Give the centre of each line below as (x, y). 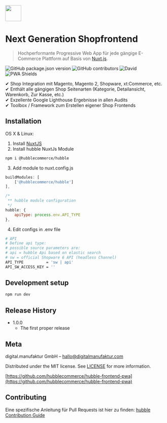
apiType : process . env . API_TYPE (47, 215)
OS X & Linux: (20, 133)
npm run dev (18, 295)
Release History (31, 310)
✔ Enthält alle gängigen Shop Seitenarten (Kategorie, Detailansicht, (75, 89)
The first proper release (45, 328)
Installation (23, 121)
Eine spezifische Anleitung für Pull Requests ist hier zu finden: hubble (78, 410)
